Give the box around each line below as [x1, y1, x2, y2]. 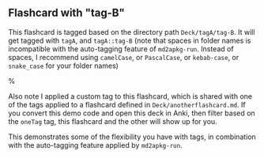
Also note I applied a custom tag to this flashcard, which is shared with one [8, 91, 253, 101]
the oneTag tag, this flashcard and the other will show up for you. [8, 116, 217, 126]
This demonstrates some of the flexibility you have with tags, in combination [8, 132, 257, 141]
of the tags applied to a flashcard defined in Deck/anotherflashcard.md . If [8, 100, 247, 109]
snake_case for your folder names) [8, 61, 119, 70]
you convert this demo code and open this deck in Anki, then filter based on [8, 108, 255, 118]
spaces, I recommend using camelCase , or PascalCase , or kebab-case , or [8, 52, 239, 62]
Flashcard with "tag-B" [8, 6, 125, 20]
